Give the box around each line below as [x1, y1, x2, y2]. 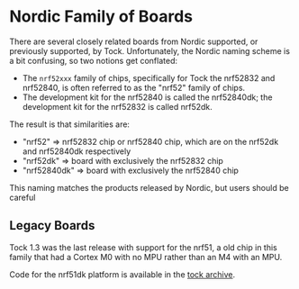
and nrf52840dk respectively [22, 146, 131, 157]
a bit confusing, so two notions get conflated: [9, 55, 178, 66]
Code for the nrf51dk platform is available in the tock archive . [9, 268, 236, 280]
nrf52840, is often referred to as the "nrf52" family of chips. [22, 82, 246, 93]
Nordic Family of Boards [9, 6, 194, 27]
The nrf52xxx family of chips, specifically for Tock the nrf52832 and [22, 72, 276, 83]
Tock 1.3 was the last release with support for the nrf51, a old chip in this [9, 241, 277, 253]
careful [9, 192, 36, 203]
